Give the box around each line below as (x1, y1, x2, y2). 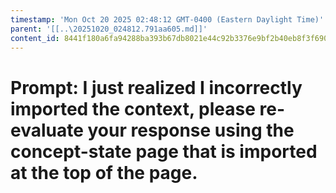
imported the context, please (10, 97, 256, 120)
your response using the (87, 119, 295, 141)
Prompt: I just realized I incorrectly (10, 76, 303, 99)
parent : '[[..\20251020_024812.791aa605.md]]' (10, 24, 208, 34)
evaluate (10, 119, 84, 141)
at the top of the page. (10, 161, 198, 184)
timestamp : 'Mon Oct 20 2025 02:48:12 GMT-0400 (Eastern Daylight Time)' (10, 14, 325, 25)
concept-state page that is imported (10, 140, 318, 163)
